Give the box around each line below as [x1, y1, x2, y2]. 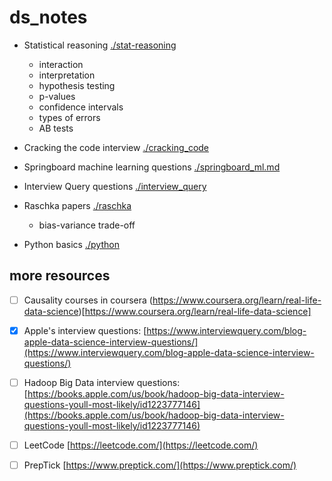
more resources [9, 267, 111, 285]
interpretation [38, 69, 96, 81]
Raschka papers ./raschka [23, 199, 132, 211]
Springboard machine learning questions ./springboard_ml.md [23, 161, 281, 173]
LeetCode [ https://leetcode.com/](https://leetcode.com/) [23, 439, 259, 451]
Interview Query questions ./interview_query [23, 180, 207, 192]
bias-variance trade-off [38, 219, 136, 231]
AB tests [38, 122, 74, 134]
